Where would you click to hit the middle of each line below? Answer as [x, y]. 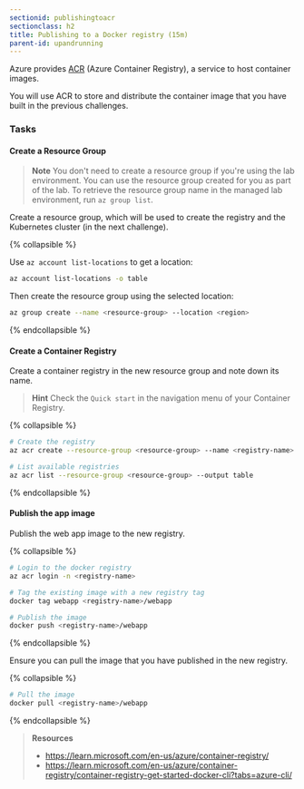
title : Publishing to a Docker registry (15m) [99, 34]
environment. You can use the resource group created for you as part [162, 180]
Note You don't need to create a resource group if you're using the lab [163, 171]
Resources [53, 738]
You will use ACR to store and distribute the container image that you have [148, 96]
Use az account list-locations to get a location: [101, 262]
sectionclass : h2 [42, 26]
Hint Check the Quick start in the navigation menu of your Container [161, 398]
